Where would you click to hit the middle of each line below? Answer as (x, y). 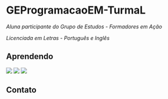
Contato (21, 90)
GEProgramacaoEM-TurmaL (76, 10)
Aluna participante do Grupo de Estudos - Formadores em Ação (84, 27)
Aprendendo (30, 57)
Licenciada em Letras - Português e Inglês (58, 38)
